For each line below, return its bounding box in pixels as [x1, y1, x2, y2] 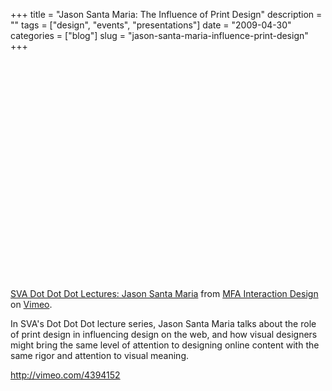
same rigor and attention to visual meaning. [10, 350, 190, 361]
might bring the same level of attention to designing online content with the [10, 339, 320, 351]
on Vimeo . [10, 299, 53, 310]
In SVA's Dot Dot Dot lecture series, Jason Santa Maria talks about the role [10, 318, 317, 329]
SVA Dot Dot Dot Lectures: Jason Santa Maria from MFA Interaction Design [10, 288, 319, 299]
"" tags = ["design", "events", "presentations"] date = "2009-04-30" [10, 19, 292, 31]
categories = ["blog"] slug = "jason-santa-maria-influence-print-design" [10, 30, 309, 41]
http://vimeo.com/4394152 [10, 369, 121, 381]
